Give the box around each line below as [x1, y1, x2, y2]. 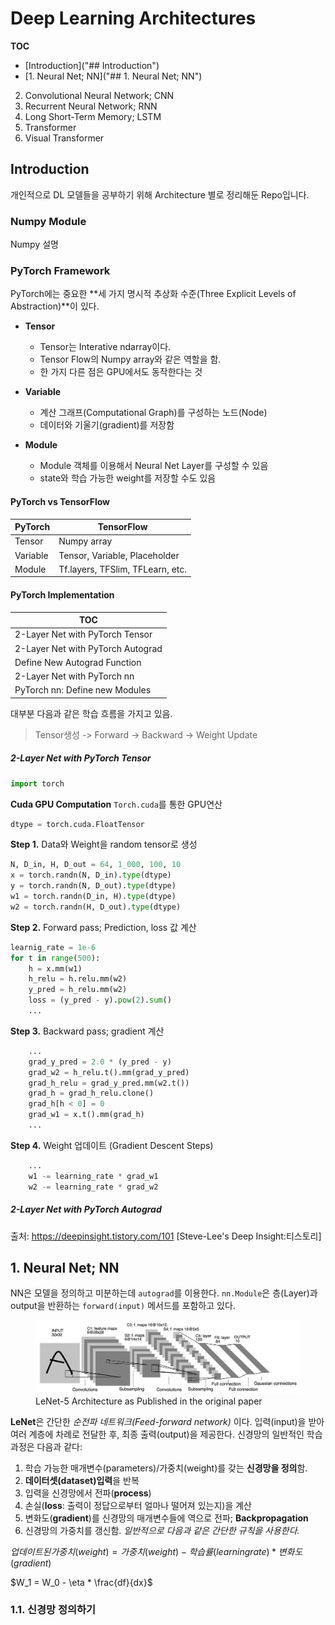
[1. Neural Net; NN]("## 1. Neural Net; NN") [24, 70, 203, 82]
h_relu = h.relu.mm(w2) [28, 974, 128, 984]
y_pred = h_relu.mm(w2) [28, 985, 128, 995]
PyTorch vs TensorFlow [10, 495, 111, 507]
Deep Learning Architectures [10, 7, 257, 30]
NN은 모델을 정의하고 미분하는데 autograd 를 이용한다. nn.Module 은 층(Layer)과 [10, 1287, 318, 1299]
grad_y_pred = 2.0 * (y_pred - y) [28, 1057, 172, 1067]
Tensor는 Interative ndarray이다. [39, 341, 172, 353]
